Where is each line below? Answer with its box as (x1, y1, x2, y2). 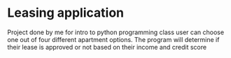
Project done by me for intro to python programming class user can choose (7, 28, 225, 36)
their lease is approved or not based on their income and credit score (7, 43, 207, 51)
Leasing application (7, 5, 125, 21)
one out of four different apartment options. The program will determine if (7, 35, 220, 43)
